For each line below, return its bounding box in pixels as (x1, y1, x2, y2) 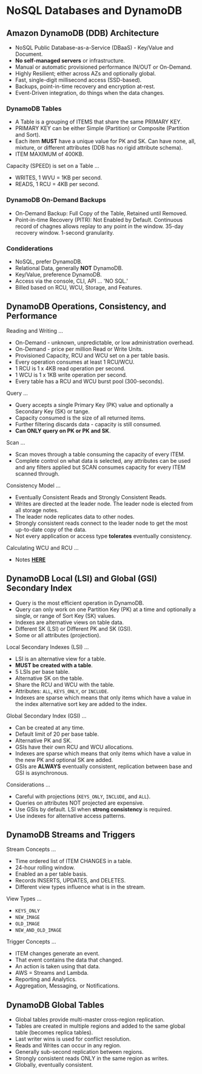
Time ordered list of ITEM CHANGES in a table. (15, 857, 132, 865)
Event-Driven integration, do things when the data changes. (15, 89, 165, 96)
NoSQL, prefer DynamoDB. (15, 258, 83, 265)
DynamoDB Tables (6, 104, 62, 113)
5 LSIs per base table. (15, 668, 70, 675)
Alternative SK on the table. (15, 674, 84, 682)
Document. (15, 50, 43, 58)
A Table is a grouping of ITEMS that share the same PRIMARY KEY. (15, 118, 182, 125)
